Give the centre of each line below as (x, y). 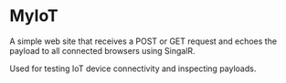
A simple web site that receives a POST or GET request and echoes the (143, 41)
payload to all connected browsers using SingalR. (102, 50)
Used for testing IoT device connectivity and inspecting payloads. (133, 68)
